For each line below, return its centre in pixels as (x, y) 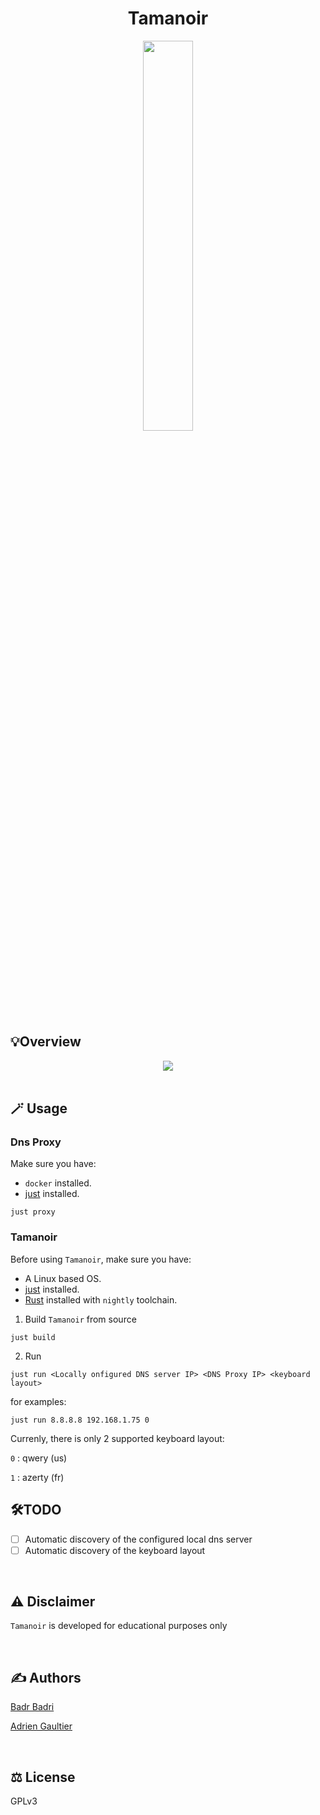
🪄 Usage (39, 1108)
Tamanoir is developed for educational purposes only (119, 1626)
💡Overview (46, 1042)
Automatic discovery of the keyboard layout (115, 1550)
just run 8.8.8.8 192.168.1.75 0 (80, 1420)
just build (33, 1337)
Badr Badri (32, 1707)
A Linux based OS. (63, 1278)
